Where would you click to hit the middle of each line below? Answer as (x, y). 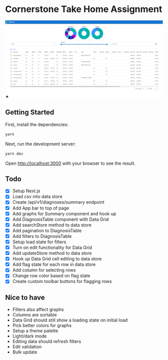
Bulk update (25, 352)
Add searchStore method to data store (52, 225)
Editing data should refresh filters (47, 341)
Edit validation (27, 347)
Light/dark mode (29, 336)
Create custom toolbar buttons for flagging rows (62, 281)
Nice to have (25, 297)
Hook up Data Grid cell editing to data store (57, 259)
